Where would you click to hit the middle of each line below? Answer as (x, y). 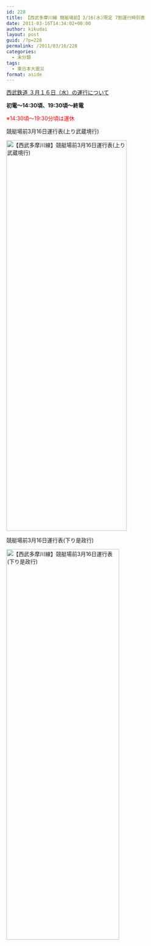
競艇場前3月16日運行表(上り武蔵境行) (53, 131)
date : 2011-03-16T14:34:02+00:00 (49, 23)
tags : (13, 63)
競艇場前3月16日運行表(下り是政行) (50, 540)
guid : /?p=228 (24, 40)
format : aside (24, 74)
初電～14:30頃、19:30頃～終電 (45, 106)
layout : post (23, 35)
